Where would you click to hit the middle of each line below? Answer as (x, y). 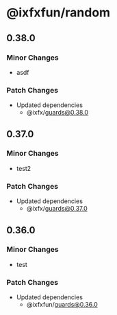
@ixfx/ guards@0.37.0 (57, 209)
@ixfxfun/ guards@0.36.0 (62, 305)
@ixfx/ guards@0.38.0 (57, 113)
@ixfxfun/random (58, 13)
